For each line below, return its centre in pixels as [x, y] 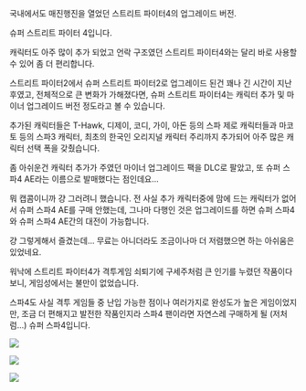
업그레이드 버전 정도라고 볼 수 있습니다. [96, 106]
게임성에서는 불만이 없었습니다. [84, 283]
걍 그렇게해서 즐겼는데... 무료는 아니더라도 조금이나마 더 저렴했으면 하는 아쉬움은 [152, 241]
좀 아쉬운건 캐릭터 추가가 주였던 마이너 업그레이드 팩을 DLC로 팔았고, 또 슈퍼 [145, 168]
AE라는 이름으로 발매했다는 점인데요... [92, 179]
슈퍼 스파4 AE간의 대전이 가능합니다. [84, 221]
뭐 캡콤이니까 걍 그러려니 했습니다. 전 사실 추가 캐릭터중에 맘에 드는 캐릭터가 [145, 198]
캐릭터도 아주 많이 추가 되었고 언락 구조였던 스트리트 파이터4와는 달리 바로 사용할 [153, 52]
